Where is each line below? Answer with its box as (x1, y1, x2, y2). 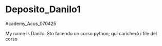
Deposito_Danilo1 (5, 4, 81, 15)
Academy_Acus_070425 (5, 20, 57, 27)
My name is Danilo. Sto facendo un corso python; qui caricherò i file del (5, 30, 157, 36)
